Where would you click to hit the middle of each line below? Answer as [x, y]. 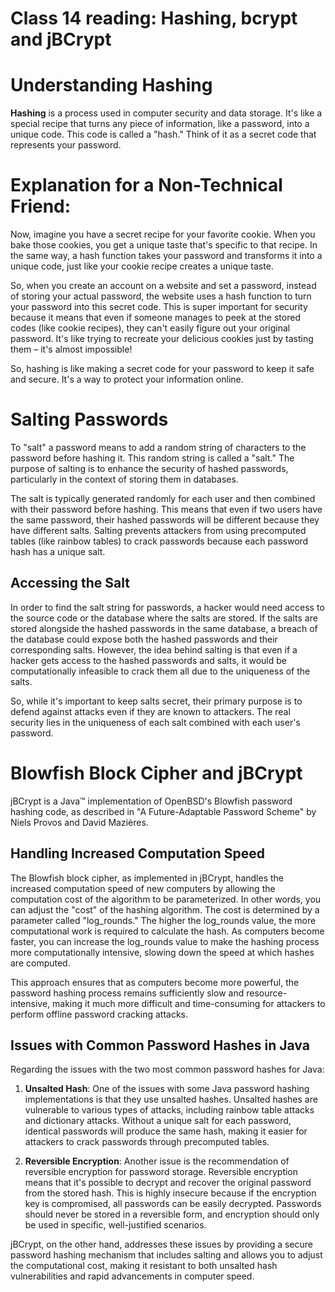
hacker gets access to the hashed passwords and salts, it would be [148, 660]
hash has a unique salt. [58, 551]
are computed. [40, 963]
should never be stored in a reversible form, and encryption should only [172, 1214]
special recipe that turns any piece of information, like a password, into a [160, 124]
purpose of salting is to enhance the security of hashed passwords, [149, 468]
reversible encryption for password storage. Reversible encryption [161, 1172]
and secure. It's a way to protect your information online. [127, 379]
